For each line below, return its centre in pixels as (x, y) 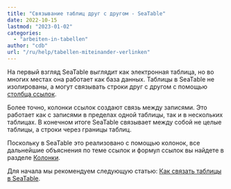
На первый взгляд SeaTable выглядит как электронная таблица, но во (111, 72)
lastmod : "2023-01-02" (40, 26)
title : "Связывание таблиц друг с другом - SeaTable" (87, 13)
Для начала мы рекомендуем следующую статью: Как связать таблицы (114, 171)
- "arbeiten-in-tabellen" (51, 39)
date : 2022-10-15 (32, 20)
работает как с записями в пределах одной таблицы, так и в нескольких (115, 114)
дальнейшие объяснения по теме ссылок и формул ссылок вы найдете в (115, 150)
